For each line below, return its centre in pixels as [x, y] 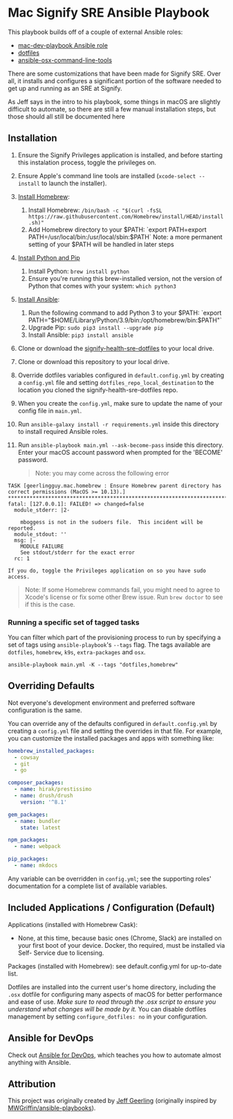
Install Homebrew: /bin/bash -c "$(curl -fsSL [95, 210]
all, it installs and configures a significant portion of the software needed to [115, 80]
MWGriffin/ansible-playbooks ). [52, 1108]
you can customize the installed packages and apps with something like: [111, 738]
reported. [22, 528]
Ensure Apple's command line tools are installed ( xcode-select [107, 175]
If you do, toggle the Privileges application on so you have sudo [107, 571]
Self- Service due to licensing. [61, 953]
